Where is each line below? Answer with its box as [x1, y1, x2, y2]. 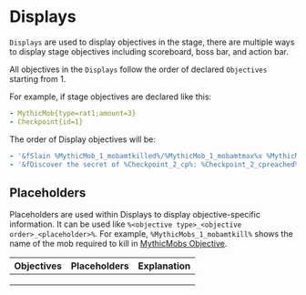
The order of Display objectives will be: [9, 134, 157, 145]
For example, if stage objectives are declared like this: [9, 91, 212, 102]
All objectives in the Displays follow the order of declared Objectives [9, 64, 268, 75]
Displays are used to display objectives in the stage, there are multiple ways [9, 36, 295, 47]
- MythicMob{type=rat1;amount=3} [9, 108, 137, 117]
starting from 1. [9, 73, 66, 84]
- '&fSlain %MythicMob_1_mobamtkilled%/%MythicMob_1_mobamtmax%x [9, 151, 262, 160]
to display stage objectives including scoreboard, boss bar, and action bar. [9, 46, 290, 56]
